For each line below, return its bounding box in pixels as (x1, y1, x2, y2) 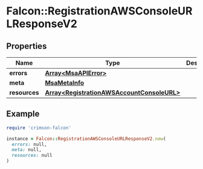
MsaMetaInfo (45, 79, 85, 87)
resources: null (11, 152, 53, 159)
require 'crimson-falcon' (6, 124, 71, 131)
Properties (6, 41, 47, 51)
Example (6, 109, 40, 119)
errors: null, (11, 141, 47, 147)
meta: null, (11, 147, 42, 153)
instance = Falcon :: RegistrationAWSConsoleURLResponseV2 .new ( (6, 135, 166, 142)
